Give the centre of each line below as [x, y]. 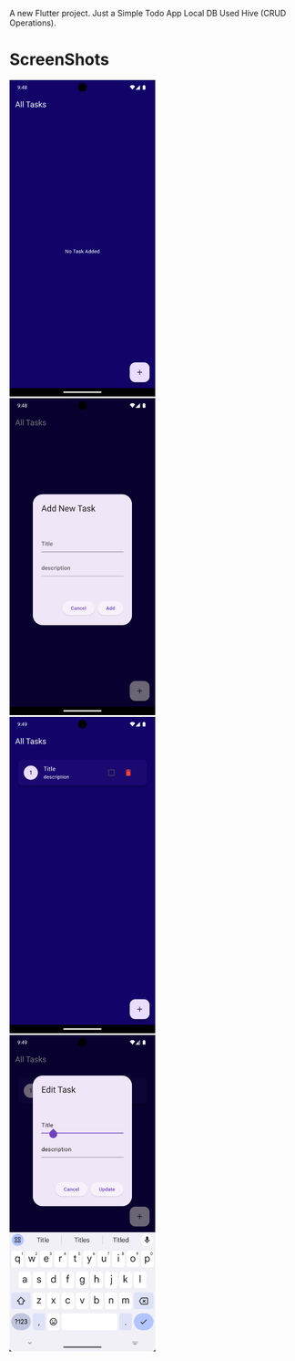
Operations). [33, 23]
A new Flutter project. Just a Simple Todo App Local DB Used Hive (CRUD [148, 13]
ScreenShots [59, 60]
